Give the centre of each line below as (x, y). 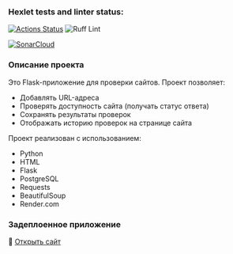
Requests (35, 187)
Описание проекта (46, 65)
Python (31, 154)
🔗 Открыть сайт (35, 241)
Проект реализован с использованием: (75, 138)
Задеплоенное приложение (64, 224)
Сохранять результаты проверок (75, 114)
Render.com (39, 203)
